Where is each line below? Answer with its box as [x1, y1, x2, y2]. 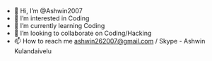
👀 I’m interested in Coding [13, 14, 90, 22]
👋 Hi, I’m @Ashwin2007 [13, 7, 83, 15]
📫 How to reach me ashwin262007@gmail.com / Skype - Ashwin [13, 37, 206, 45]
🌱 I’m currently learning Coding [13, 22, 105, 29]
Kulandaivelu [13, 47, 52, 55]
